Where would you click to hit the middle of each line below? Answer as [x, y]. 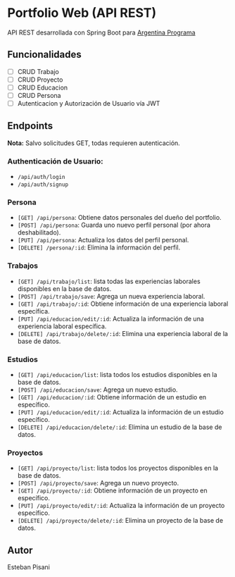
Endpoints [30, 126]
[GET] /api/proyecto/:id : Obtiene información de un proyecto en [112, 490]
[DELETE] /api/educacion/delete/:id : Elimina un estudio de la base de [120, 427]
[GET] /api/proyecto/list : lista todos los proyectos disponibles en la [118, 468]
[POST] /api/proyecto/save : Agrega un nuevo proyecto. [98, 483]
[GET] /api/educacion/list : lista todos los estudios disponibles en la [117, 375]
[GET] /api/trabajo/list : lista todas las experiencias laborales [109, 281]
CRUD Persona [39, 95]
